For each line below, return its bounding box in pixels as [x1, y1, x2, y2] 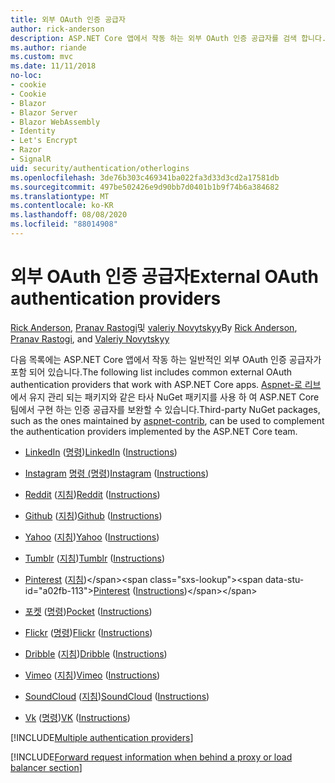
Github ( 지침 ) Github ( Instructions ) [24, 509, 163, 521]
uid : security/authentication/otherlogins [10, 163, 190, 173]
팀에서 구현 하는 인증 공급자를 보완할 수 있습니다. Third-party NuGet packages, [10, 403, 321, 415]
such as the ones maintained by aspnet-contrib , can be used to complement [10, 414, 325, 426]
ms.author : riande [10, 42, 87, 53]
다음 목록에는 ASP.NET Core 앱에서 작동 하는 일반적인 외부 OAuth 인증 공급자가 [10, 353, 322, 365]
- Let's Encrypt [10, 136, 78, 146]
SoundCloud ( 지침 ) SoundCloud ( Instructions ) [24, 690, 210, 702]
